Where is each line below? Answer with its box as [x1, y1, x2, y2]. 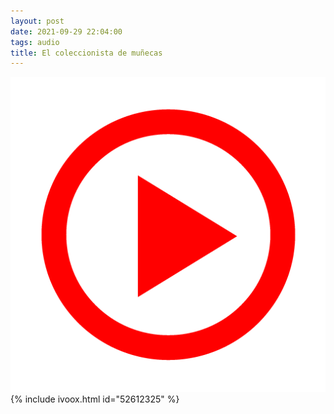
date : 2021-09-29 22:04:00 [10, 26, 123, 37]
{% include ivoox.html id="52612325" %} [10, 393, 180, 405]
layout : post [10, 16, 65, 26]
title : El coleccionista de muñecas [10, 48, 163, 58]
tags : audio [10, 37, 60, 47]
